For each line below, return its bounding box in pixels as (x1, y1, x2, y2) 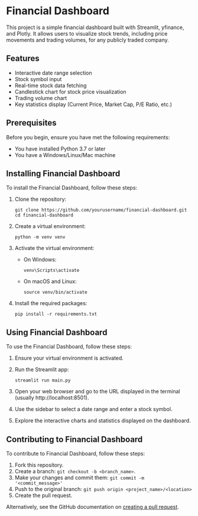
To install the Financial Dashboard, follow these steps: (6, 184, 138, 191)
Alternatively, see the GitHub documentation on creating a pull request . (6, 504, 179, 510)
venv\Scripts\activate (23, 268, 80, 274)
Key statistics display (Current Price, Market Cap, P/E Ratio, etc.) (14, 101, 173, 108)
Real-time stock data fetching (14, 82, 87, 89)
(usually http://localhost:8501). (14, 394, 89, 401)
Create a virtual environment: (14, 223, 86, 230)
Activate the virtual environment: (14, 245, 95, 252)
